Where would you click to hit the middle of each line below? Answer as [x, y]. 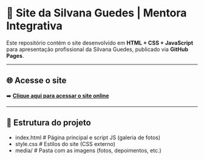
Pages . [15, 55]
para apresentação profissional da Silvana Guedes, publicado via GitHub [97, 49]
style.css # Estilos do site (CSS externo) [65, 144]
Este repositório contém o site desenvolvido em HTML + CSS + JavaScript [100, 43]
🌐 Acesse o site [36, 81]
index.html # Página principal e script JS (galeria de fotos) [88, 137]
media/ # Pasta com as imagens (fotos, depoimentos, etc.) [88, 150]
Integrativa [34, 26]
